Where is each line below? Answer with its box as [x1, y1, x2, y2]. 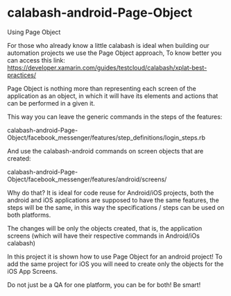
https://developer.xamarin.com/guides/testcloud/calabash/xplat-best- [7, 63, 207, 72]
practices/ [7, 71, 37, 79]
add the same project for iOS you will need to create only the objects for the [7, 259, 224, 268]
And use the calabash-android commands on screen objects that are [7, 147, 204, 155]
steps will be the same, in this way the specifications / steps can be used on [7, 203, 225, 211]
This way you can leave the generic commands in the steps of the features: [7, 113, 223, 121]
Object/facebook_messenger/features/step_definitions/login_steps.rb [7, 133, 206, 142]
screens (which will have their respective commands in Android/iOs [7, 231, 200, 240]
